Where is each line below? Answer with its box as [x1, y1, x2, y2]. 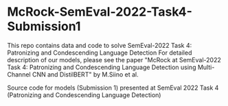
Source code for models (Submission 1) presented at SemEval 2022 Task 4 [7, 83, 219, 92]
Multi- [197, 63, 215, 71]
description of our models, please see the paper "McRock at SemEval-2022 [7, 55, 221, 64]
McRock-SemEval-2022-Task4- [7, 4, 192, 20]
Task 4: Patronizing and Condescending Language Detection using [7, 63, 196, 71]
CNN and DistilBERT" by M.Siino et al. [32, 70, 139, 79]
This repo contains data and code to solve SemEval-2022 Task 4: [7, 41, 192, 49]
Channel [7, 70, 31, 79]
